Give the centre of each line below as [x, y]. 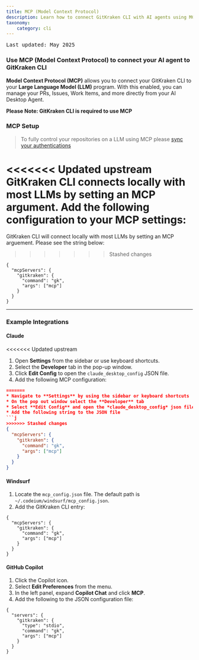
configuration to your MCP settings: [96, 220]
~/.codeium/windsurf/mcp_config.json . [62, 501]
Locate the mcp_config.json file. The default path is [77, 494]
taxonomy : [18, 23]
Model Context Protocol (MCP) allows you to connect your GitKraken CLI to [99, 80]
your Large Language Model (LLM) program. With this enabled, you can [94, 87]
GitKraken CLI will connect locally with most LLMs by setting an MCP [90, 236]
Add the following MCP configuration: [60, 379]
